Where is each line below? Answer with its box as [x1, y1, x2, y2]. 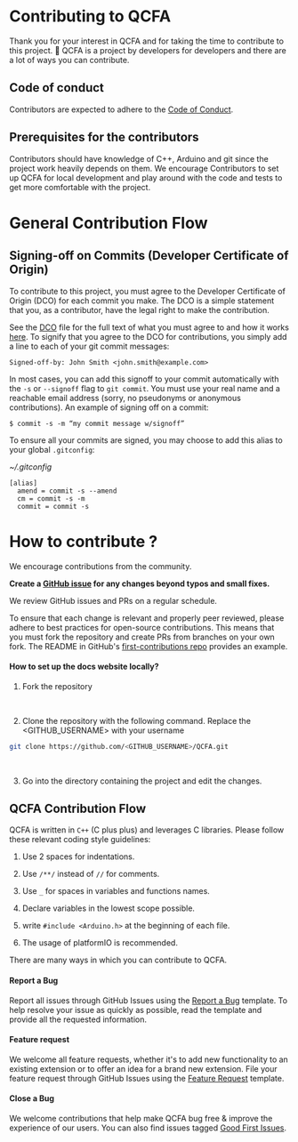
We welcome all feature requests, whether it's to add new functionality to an [9, 1054, 289, 1065]
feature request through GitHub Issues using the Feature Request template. [9, 1073, 285, 1083]
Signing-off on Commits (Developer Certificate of [9, 248, 289, 263]
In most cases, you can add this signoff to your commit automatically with [9, 374, 279, 384]
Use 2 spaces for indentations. [21, 851, 135, 862]
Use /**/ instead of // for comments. [21, 869, 160, 880]
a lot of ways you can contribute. [9, 54, 130, 65]
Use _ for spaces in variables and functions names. [21, 886, 211, 897]
